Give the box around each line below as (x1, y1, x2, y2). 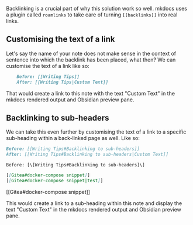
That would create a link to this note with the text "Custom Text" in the (6, 90, 175, 97)
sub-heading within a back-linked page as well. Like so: (6, 135, 140, 142)
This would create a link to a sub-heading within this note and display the (6, 199, 182, 207)
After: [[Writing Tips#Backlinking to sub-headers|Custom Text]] (6, 152, 168, 158)
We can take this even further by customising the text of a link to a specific (6, 128, 187, 135)
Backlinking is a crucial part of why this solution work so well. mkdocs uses (6, 5, 187, 12)
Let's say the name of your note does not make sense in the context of (6, 50, 177, 57)
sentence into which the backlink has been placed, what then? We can (6, 56, 176, 63)
